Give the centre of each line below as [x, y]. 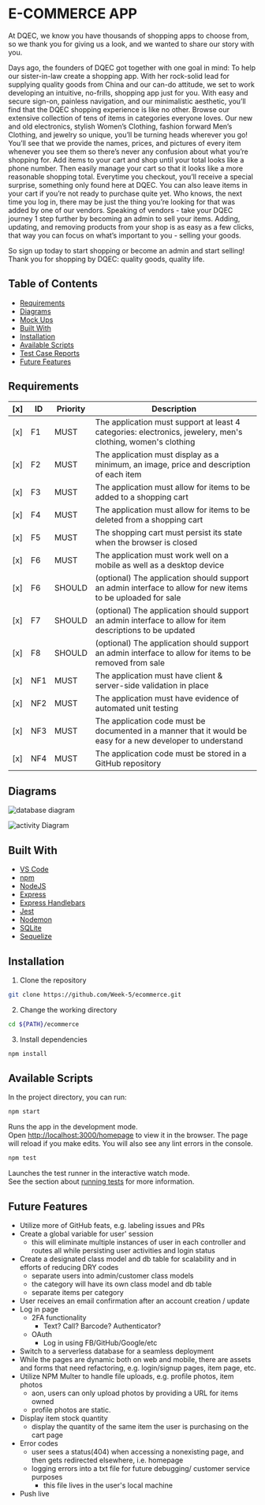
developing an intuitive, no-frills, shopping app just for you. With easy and [128, 92]
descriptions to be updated [145, 630]
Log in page [39, 1309]
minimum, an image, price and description [173, 464]
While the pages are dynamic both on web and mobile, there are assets [135, 1359]
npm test [22, 1158]
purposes [47, 1477]
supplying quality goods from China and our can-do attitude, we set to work [131, 84]
